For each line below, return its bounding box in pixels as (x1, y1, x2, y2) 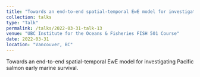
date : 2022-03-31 (6, 36, 49, 42)
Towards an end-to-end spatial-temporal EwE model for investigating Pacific (6, 57, 194, 65)
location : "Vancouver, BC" (6, 42, 73, 48)
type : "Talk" (6, 20, 39, 25)
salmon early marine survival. (6, 64, 79, 71)
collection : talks (6, 14, 52, 20)
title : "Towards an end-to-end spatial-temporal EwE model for (6, 8, 167, 15)
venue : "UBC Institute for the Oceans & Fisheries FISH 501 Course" (6, 31, 180, 37)
